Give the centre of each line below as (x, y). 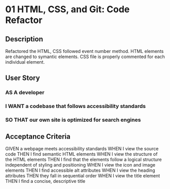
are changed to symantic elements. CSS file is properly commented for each (85, 57)
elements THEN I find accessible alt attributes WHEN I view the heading (80, 170)
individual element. (25, 62)
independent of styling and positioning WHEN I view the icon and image (80, 165)
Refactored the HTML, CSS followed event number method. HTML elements (84, 51)
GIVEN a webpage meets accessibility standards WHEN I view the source (82, 148)
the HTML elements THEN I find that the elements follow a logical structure (83, 159)
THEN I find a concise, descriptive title (45, 181)
